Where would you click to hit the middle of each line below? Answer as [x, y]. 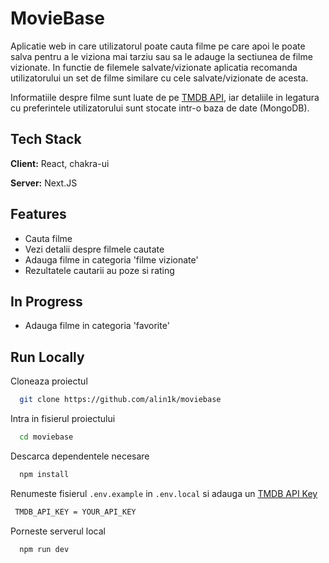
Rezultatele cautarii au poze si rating [99, 270]
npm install [44, 474]
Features [38, 214]
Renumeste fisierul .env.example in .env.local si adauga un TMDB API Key [164, 493]
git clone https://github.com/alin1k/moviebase [120, 400]
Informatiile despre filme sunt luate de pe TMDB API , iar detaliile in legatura [165, 97]
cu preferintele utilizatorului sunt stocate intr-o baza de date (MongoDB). [160, 108]
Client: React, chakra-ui [60, 163]
